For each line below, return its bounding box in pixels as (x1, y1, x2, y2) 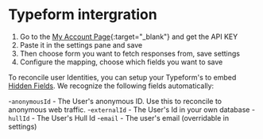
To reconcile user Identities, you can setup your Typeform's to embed (8, 72, 237, 82)
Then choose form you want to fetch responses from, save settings (19, 48, 241, 58)
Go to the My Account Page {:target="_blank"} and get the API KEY (19, 32, 238, 41)
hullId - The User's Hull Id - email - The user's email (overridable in (8, 113, 229, 122)
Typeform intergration (8, 6, 157, 24)
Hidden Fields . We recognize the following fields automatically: (8, 81, 215, 91)
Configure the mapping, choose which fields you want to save (19, 57, 223, 67)
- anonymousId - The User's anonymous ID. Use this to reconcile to (8, 96, 222, 106)
